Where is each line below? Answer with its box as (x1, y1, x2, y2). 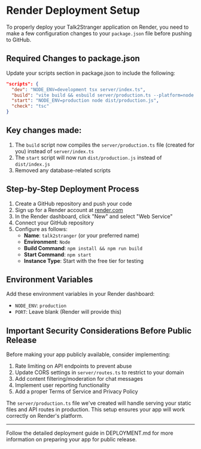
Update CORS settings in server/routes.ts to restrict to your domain (14, 369, 184, 376)
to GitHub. (6, 36, 32, 43)
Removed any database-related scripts (14, 166, 111, 174)
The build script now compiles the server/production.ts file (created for (14, 141, 195, 148)
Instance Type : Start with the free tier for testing (23, 257, 144, 264)
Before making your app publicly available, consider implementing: (6, 351, 170, 358)
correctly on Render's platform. (6, 412, 84, 420)
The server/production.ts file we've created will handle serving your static (6, 399, 191, 407)
